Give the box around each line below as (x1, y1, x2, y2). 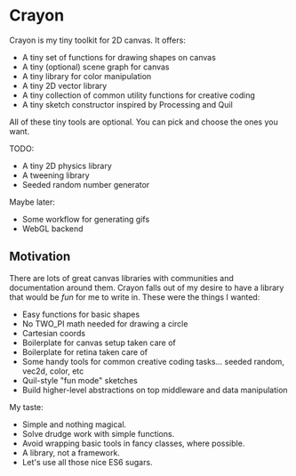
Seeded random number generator (21, 179, 150, 190)
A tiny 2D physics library (21, 160, 113, 171)
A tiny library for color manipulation (21, 70, 152, 81)
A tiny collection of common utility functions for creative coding (21, 90, 256, 101)
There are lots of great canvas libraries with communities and (9, 272, 234, 283)
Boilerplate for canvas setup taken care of (21, 337, 176, 348)
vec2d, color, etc (21, 366, 84, 376)
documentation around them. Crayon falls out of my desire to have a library (9, 282, 284, 293)
